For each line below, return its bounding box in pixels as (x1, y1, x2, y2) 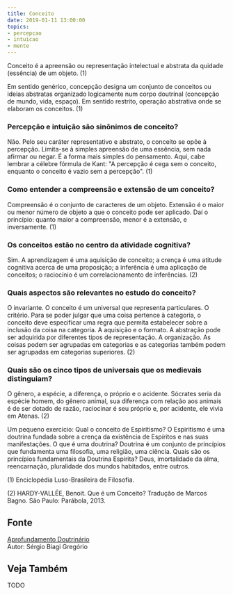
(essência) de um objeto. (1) (7, 69, 88, 77)
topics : (7, 23, 30, 30)
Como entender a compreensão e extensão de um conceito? (7, 185, 215, 195)
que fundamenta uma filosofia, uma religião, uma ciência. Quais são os (7, 448, 210, 456)
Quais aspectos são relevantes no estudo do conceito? (7, 288, 196, 297)
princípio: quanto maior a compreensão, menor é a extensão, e (7, 215, 188, 223)
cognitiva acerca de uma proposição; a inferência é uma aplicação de (7, 263, 207, 271)
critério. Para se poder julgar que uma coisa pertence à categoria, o (7, 311, 202, 320)
